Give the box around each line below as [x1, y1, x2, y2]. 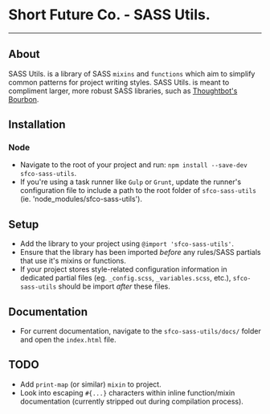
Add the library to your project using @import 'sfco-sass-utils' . [19, 239, 235, 248]
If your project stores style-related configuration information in [19, 264, 227, 274]
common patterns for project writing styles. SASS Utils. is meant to [8, 77, 230, 87]
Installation [8, 118, 66, 132]
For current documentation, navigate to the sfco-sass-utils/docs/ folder [19, 326, 261, 336]
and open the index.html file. [19, 335, 117, 345]
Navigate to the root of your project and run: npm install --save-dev [19, 160, 247, 170]
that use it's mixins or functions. [19, 256, 126, 266]
